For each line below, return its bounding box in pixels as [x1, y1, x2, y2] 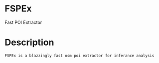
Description [4, 37, 54, 48]
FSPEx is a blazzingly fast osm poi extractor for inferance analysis [4, 53, 155, 58]
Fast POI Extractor [4, 19, 42, 25]
